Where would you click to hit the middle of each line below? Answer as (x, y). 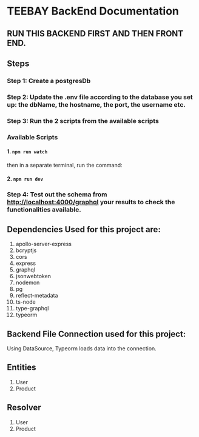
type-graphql (32, 309)
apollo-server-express (44, 244)
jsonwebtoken (33, 276)
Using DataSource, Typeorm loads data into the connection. (82, 349)
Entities (22, 368)
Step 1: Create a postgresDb (49, 81)
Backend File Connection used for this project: (96, 334)
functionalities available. (44, 210)
